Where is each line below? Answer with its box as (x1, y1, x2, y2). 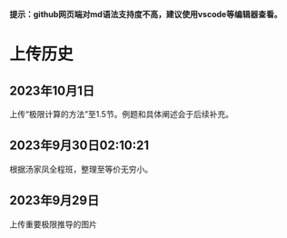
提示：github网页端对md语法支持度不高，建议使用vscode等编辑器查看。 (9, 9, 282, 19)
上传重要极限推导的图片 (9, 218, 97, 230)
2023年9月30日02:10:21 (9, 138, 150, 154)
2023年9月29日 (9, 193, 100, 208)
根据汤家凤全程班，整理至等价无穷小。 (9, 164, 153, 174)
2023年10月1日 (9, 83, 95, 98)
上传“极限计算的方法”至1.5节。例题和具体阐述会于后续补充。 (9, 109, 234, 119)
